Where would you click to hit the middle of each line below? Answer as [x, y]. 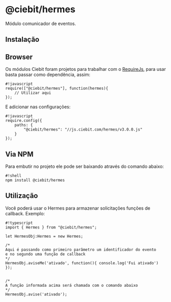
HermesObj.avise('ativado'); [36, 294]
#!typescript [19, 223]
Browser [19, 57]
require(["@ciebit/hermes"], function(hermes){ [57, 89]
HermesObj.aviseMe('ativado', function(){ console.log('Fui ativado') [82, 263]
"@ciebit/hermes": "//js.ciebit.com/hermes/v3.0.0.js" [83, 130]
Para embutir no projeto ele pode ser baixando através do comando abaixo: [85, 166]
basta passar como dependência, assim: [48, 74]
